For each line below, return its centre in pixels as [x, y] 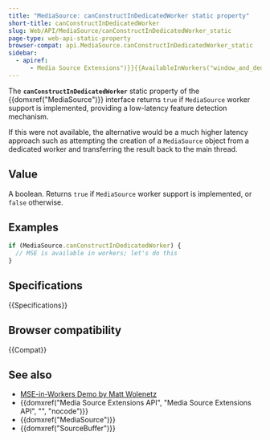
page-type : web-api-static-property [70, 38]
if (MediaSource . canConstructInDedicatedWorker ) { [95, 246]
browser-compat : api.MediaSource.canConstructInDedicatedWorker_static [131, 46]
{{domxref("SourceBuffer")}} [68, 428]
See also [30, 375]
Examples [33, 227]
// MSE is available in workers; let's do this [97, 254]
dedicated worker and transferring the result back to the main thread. [123, 149]
